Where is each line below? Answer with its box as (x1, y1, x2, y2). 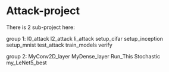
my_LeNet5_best (6, 59, 47, 66)
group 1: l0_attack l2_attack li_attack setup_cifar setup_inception (6, 35, 164, 42)
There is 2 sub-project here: (6, 24, 76, 31)
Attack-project (6, 4, 80, 18)
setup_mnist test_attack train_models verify (6, 41, 113, 48)
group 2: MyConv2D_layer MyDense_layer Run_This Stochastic (6, 53, 161, 60)
